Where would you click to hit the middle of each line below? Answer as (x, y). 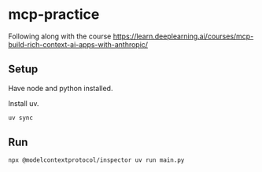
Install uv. (24, 103)
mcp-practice (54, 15)
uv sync (21, 118)
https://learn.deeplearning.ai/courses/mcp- (183, 36)
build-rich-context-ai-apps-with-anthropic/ (78, 44)
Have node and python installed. (61, 88)
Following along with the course (60, 36)
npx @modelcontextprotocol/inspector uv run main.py (96, 160)
